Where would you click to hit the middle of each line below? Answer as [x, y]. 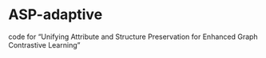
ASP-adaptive [56, 15]
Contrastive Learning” [44, 44]
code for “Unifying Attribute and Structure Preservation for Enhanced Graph [133, 37]
